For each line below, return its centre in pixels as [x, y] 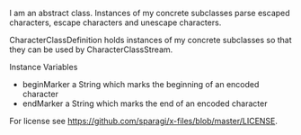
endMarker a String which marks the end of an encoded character [145, 103]
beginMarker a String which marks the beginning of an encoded [141, 84]
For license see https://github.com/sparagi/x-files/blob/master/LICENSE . [144, 121]
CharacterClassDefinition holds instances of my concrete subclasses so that [150, 40]
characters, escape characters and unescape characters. [115, 22]
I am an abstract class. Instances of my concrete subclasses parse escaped [150, 13]
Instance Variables [44, 67]
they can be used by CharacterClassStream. [91, 49]
